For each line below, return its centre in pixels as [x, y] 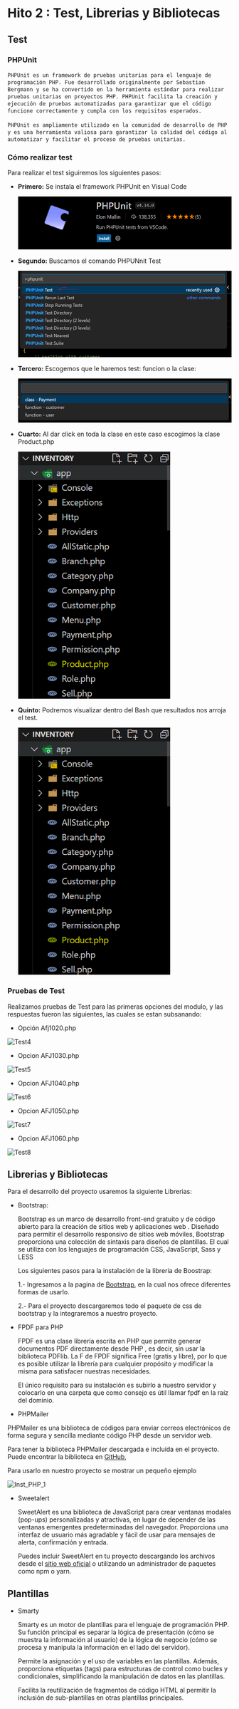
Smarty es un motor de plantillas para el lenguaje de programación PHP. [123, 1625]
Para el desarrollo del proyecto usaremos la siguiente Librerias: [100, 1192]
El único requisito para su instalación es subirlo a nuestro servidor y [117, 1385]
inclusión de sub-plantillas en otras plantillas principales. [101, 1698]
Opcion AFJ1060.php [48, 1138]
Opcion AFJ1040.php [48, 1083]
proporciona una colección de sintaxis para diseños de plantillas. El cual [123, 1242]
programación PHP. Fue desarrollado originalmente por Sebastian [106, 82]
